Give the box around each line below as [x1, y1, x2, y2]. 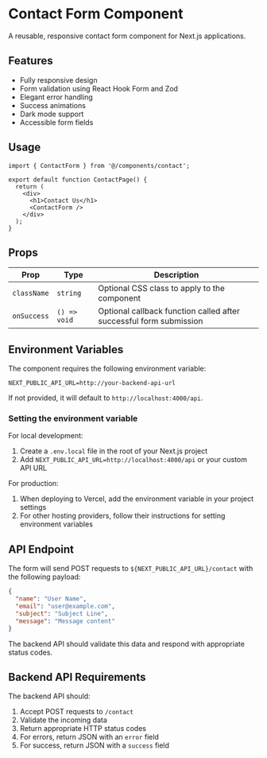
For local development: [8, 431, 83, 441]
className [12, 289, 49, 298]
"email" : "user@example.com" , [15, 602, 115, 611]
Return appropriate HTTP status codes [19, 724, 147, 733]
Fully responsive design [19, 75, 98, 84]
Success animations [19, 100, 86, 110]
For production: [8, 479, 59, 488]
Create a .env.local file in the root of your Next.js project [19, 446, 208, 456]
